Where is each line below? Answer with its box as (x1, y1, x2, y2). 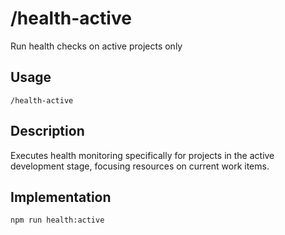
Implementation (10, 188, 112, 206)
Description (10, 123, 85, 140)
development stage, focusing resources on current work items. (10, 160, 270, 172)
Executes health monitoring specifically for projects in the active (10, 149, 275, 161)
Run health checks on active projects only (10, 40, 183, 52)
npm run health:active (10, 215, 105, 226)
